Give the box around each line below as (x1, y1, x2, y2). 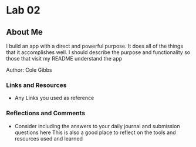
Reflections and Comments (6, 109, 86, 118)
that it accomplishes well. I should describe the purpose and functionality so (6, 49, 191, 56)
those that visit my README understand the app (6, 55, 122, 62)
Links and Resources (6, 81, 67, 89)
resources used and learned (14, 135, 83, 142)
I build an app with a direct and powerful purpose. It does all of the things (6, 42, 184, 49)
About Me (6, 27, 43, 37)
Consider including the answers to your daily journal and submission (14, 122, 180, 129)
